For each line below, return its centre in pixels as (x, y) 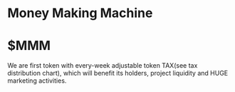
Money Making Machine (80, 13)
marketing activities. (37, 81)
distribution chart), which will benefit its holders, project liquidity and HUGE (118, 73)
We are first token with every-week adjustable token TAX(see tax (103, 66)
